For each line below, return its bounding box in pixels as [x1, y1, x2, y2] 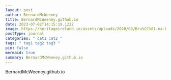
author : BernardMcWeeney [5, 12, 58, 17]
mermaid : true [5, 50, 36, 55]
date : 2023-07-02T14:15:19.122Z [5, 21, 74, 27]
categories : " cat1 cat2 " [5, 36, 63, 41]
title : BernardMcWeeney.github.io [5, 17, 79, 22]
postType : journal [5, 31, 44, 36]
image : [5, 26, 19, 32]
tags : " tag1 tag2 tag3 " [5, 41, 60, 46]
